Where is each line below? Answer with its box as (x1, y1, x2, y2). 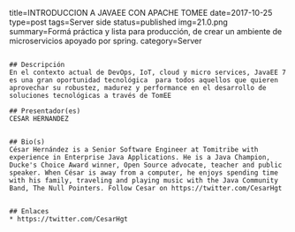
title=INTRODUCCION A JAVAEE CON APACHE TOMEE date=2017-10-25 (9, 8, 273, 18)
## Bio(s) (9, 138, 46, 146)
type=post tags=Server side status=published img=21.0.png (9, 17, 228, 27)
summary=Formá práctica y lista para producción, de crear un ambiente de (9, 26, 283, 36)
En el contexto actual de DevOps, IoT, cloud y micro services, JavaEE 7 (9, 68, 287, 77)
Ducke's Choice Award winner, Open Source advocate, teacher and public (9, 161, 283, 169)
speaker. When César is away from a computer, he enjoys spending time (9, 168, 278, 177)
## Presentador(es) (9, 107, 81, 116)
